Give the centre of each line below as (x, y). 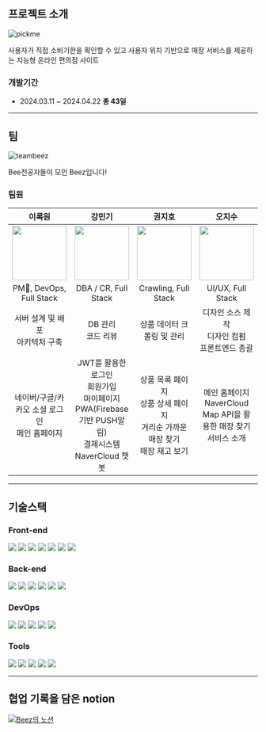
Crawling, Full (164, 288)
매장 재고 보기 (164, 452)
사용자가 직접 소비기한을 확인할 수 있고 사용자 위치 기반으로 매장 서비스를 (120, 50)
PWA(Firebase (102, 409)
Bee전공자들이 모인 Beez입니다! (58, 172)
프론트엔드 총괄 (226, 349)
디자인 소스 (222, 313)
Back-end (27, 569)
